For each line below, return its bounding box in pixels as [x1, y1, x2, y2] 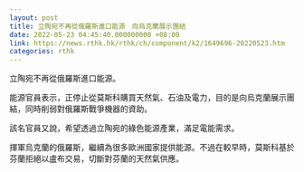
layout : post [9, 13, 59, 23]
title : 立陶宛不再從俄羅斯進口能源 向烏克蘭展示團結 [9, 22, 186, 31]
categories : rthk [9, 47, 75, 56]
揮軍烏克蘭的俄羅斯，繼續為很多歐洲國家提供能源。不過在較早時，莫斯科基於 [9, 142, 295, 153]
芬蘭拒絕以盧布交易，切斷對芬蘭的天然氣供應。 [9, 153, 184, 164]
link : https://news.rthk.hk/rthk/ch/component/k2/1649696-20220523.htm [9, 38, 285, 48]
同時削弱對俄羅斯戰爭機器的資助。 [24, 103, 152, 114]
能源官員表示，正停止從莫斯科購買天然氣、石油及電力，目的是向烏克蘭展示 [9, 92, 287, 103]
